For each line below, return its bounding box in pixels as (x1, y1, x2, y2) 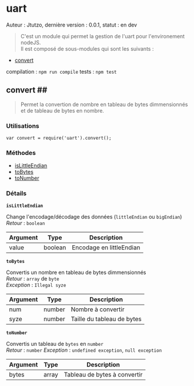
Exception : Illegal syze (6, 281, 66, 288)
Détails (6, 189, 27, 197)
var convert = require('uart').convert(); (6, 135, 112, 141)
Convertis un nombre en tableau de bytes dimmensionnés (6, 269, 146, 276)
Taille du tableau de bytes (71, 315, 142, 323)
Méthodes (6, 149, 36, 157)
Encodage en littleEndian (71, 243, 141, 252)
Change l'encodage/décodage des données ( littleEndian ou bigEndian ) (6, 213, 182, 220)
